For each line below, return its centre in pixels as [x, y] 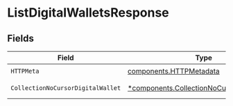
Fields [21, 38]
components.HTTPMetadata [173, 71]
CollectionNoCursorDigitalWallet [66, 88]
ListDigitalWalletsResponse [88, 13]
